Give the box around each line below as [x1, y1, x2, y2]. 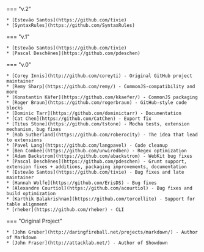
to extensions [6, 137, 43, 143]
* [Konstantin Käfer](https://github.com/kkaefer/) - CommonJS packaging [6, 94, 199, 100]
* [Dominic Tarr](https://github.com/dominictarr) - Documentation [6, 110, 182, 116]
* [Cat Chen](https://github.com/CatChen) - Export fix [6, 116, 151, 122]
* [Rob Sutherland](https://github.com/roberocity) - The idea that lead [6, 132, 199, 138]
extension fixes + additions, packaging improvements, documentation [6, 164, 188, 170]
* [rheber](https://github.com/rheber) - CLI [6, 207, 124, 213]
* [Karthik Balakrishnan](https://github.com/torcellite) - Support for [6, 196, 195, 202]
